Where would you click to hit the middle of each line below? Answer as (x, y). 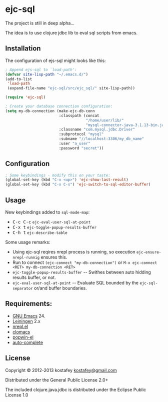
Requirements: (29, 304)
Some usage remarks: (28, 242)
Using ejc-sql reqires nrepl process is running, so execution (74, 252)
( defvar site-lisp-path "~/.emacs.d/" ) (47, 74)
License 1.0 (17, 395)
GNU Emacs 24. (29, 315)
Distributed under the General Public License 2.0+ (57, 380)
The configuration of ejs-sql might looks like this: (55, 60)
